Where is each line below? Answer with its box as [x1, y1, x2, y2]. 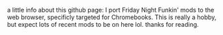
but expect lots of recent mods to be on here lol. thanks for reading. [7, 21, 200, 28]
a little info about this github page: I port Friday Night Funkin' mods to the [7, 6, 215, 14]
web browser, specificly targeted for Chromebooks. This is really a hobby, [7, 13, 217, 21]
